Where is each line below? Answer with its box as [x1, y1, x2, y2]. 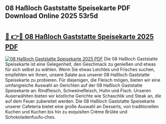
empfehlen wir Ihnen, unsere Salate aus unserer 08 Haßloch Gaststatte [5, 72, 150, 78]
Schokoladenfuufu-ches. [5, 114, 56, 120]
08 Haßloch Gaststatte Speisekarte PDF [5, 4, 130, 12]
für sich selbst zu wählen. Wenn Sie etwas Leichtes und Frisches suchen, [5, 67, 155, 72]
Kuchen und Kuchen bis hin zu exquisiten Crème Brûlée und [5, 109, 128, 115]
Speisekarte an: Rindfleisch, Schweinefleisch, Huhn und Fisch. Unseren [5, 88, 151, 94]
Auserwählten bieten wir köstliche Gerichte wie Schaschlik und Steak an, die [5, 93, 162, 99]
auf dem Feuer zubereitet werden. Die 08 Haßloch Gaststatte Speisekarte [5, 98, 155, 104]
